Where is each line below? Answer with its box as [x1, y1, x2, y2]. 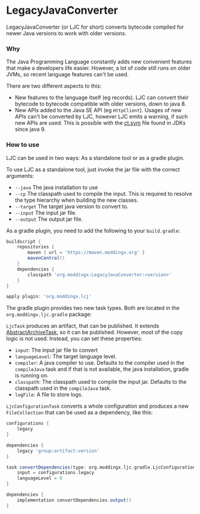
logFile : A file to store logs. [14, 391, 83, 398]
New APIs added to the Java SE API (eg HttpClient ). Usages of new [14, 107, 182, 114]
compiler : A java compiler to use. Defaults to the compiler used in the [14, 359, 185, 367]
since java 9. [14, 126, 46, 133]
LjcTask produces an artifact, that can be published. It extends [6, 322, 160, 330]
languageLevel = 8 [17, 475, 62, 481]
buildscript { [6, 238, 42, 245]
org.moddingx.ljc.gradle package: [6, 311, 92, 318]
